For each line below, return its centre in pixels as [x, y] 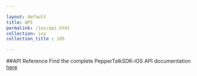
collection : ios [26, 33]
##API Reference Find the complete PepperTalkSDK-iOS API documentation [99, 61]
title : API [20, 22]
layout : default [26, 17]
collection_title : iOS [36, 39]
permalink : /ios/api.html [38, 28]
